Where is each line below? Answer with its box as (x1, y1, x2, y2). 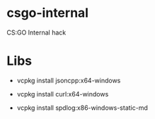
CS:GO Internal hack (6, 28, 67, 37)
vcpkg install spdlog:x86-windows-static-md (16, 104, 148, 112)
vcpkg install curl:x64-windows (16, 89, 109, 98)
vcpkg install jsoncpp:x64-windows (16, 76, 121, 84)
